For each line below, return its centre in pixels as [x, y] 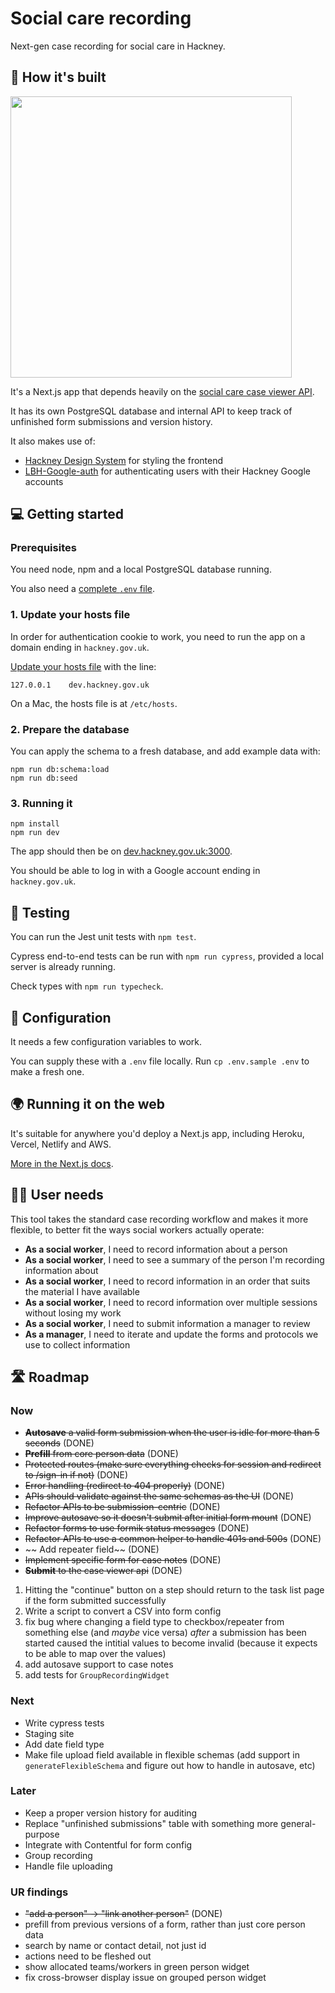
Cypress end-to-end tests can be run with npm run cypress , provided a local [167, 956]
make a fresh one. [47, 1071]
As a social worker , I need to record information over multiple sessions [171, 1302]
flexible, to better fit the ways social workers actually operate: [137, 1229]
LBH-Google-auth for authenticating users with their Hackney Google [167, 471]
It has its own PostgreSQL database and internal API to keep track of [151, 411]
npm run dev [35, 833]
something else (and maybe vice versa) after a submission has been [165, 1633]
